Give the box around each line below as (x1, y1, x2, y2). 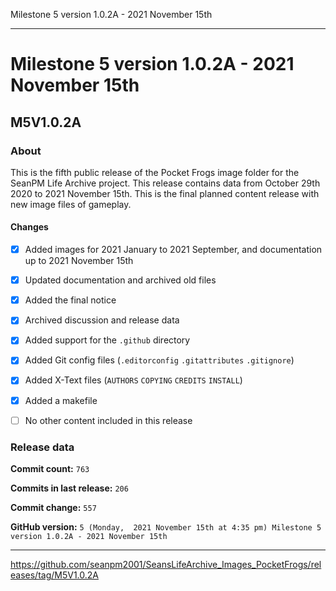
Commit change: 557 (10, 501, 97, 513)
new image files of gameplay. (10, 198, 132, 210)
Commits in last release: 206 (10, 482, 129, 494)
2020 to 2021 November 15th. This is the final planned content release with (10, 187, 320, 199)
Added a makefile (24, 394, 98, 406)
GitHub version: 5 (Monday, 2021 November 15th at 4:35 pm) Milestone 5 (10, 520, 322, 533)
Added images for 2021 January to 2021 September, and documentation (24, 244, 323, 256)
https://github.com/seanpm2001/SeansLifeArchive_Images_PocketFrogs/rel (10, 558, 322, 570)
